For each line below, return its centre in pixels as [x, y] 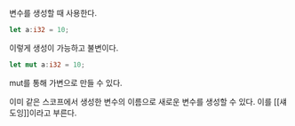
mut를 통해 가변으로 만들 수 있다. [66, 83]
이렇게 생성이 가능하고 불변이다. [64, 48]
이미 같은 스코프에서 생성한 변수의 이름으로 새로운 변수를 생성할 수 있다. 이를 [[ [144, 101]
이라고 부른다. [53, 113]
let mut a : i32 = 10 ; [48, 65]
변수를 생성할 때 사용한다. [53, 13]
